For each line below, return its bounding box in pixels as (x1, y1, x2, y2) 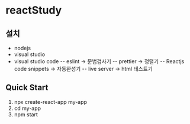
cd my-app (14, 105, 41, 112)
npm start (14, 110, 38, 118)
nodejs (14, 45, 31, 51)
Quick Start (5, 83, 49, 93)
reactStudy (5, 4, 62, 17)
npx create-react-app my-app (14, 98, 87, 105)
